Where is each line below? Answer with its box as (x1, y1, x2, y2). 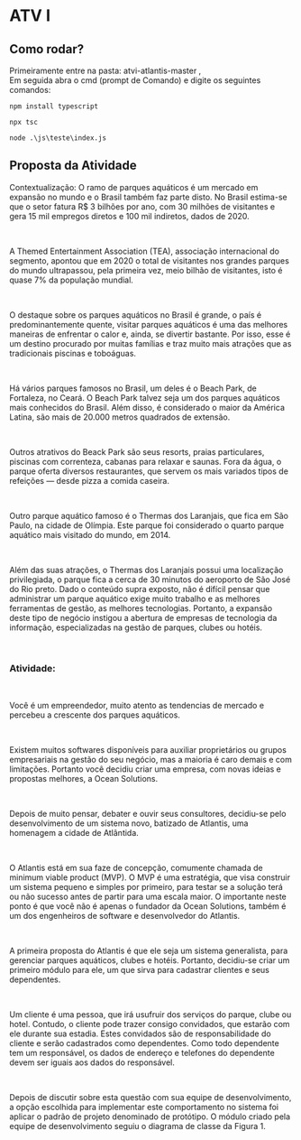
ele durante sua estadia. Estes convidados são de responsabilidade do (9, 1028, 272, 1039)
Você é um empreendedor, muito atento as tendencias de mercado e (9, 700, 264, 711)
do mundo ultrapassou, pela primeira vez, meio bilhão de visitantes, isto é (9, 264, 283, 275)
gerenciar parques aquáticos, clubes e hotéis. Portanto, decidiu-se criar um (9, 955, 290, 966)
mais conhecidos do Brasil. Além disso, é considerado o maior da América (9, 402, 286, 412)
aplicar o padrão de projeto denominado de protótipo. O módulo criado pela (9, 1111, 291, 1122)
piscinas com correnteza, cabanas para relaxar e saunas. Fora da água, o (9, 456, 282, 467)
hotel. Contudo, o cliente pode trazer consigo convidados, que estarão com (9, 1019, 290, 1030)
